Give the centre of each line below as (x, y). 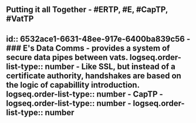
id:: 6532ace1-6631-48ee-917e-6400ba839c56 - (98, 39)
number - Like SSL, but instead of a (110, 66)
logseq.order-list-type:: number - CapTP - (85, 94)
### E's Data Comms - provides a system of (88, 48)
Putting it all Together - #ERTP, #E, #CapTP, (87, 10)
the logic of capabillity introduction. (73, 85)
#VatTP (20, 19)
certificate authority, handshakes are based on (94, 76)
